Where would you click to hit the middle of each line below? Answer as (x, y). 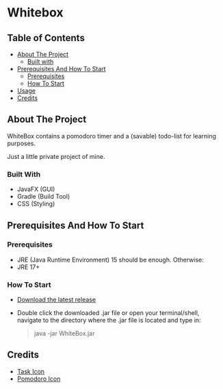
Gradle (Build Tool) (43, 197)
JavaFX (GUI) (36, 189)
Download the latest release (56, 300)
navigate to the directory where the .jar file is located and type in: (109, 321)
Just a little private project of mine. (56, 156)
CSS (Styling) (36, 204)
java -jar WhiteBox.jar (64, 334)
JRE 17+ (28, 267)
